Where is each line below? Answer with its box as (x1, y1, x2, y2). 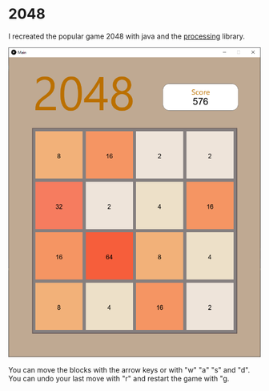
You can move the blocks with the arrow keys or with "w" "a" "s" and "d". (8, 365, 251, 375)
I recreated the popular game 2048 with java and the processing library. (8, 31, 246, 41)
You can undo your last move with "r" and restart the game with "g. (8, 374, 230, 384)
